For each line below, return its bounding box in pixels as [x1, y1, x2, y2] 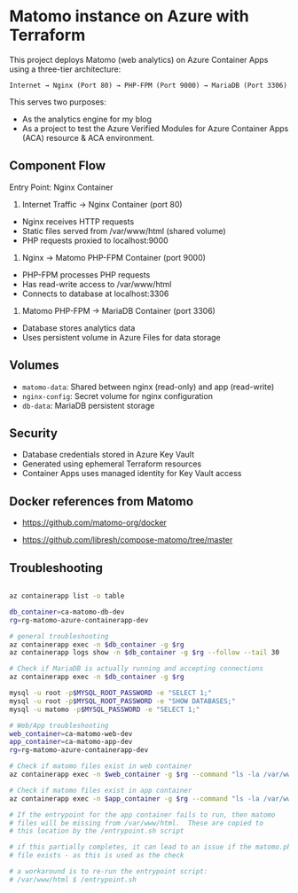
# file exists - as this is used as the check [9, 851, 184, 860]
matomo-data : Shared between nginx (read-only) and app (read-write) [21, 381, 275, 392]
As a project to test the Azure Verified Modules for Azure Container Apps [21, 122, 289, 134]
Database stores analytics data [21, 322, 136, 333]
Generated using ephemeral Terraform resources [21, 458, 202, 469]
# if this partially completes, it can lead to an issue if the [9, 842, 252, 852]
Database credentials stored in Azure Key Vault [21, 450, 195, 460]
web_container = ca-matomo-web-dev [9, 729, 133, 738]
